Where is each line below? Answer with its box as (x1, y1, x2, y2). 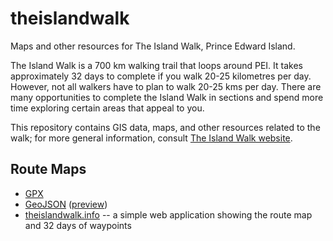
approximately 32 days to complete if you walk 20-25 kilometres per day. (10, 70, 312, 82)
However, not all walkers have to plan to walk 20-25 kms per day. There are (10, 80, 322, 92)
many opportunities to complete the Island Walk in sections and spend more (10, 91, 324, 103)
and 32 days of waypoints (24, 219, 132, 231)
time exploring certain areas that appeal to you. (10, 102, 205, 114)
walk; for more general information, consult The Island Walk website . (10, 132, 293, 144)
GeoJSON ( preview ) (24, 198, 108, 210)
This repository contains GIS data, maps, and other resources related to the (10, 121, 321, 133)
